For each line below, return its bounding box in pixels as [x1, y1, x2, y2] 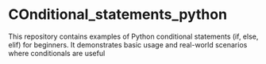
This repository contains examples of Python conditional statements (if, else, [8, 32, 259, 41]
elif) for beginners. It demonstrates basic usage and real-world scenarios [8, 40, 248, 49]
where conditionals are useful [8, 48, 106, 58]
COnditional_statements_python [8, 6, 228, 24]
